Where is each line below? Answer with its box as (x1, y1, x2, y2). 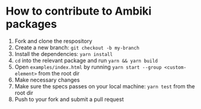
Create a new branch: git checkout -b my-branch (14, 44, 140, 51)
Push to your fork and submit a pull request (14, 96, 124, 103)
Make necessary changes (14, 76, 80, 83)
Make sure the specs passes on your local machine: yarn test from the (14, 82, 195, 90)
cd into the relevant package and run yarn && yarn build (14, 57, 158, 64)
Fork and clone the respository (14, 37, 93, 44)
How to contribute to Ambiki (6, 4, 152, 18)
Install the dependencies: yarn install (14, 50, 113, 57)
